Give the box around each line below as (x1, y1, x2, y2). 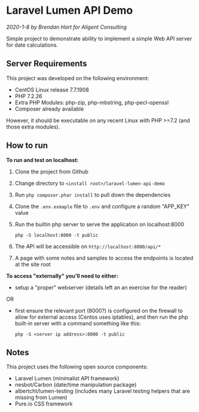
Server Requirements (6, 59, 88, 69)
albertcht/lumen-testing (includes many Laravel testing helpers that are (14, 387, 190, 395)
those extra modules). (6, 123, 60, 130)
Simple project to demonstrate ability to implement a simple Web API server (6, 35, 192, 42)
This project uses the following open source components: (6, 363, 148, 371)
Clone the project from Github (14, 168, 88, 175)
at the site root (14, 261, 51, 268)
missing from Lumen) (14, 394, 68, 401)
